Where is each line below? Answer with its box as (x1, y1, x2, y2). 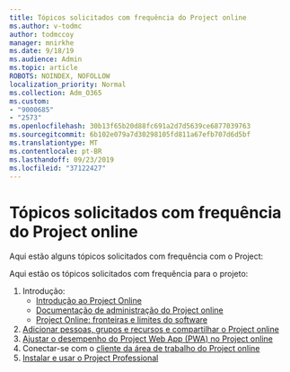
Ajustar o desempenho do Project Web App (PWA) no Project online (22, 333, 274, 344)
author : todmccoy (9, 30, 75, 39)
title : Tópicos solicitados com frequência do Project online (9, 13, 247, 22)
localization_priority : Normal (9, 80, 127, 89)
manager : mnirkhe (9, 38, 75, 48)
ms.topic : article (9, 64, 78, 73)
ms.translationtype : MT (9, 138, 99, 147)
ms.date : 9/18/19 (9, 47, 75, 56)
